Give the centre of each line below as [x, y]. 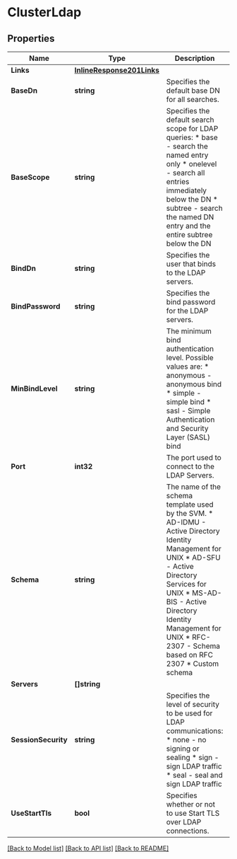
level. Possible [190, 358]
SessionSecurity [39, 740]
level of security [193, 704]
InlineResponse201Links [117, 70]
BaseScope [30, 177]
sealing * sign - [193, 757]
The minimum [189, 331]
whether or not [190, 804]
